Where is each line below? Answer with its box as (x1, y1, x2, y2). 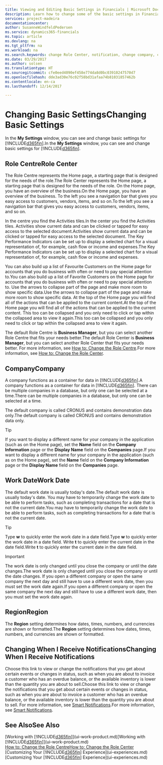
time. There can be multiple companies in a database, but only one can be (5, 393, 152, 399)
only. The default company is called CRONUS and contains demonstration (5, 413, 151, 418)
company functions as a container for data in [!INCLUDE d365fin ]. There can (5, 382, 157, 388)
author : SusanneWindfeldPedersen (5, 25, 73, 30)
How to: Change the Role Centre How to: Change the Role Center (5, 744, 134, 750)
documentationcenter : (5, 20, 49, 26)
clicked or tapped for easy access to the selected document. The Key (5, 233, 144, 239)
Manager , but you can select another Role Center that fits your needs (5, 340, 144, 346)
